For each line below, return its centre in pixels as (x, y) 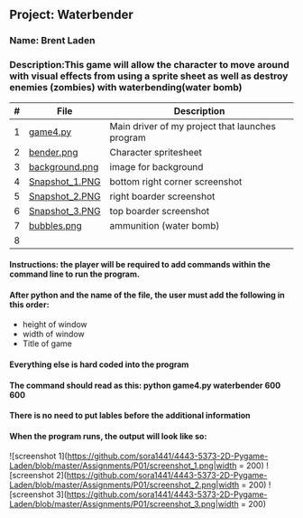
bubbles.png (55, 225)
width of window (54, 334)
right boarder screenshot (162, 196)
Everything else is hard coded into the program (99, 364)
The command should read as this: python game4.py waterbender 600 (145, 385)
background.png (64, 166)
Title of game (47, 344)
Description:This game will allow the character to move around (150, 65)
